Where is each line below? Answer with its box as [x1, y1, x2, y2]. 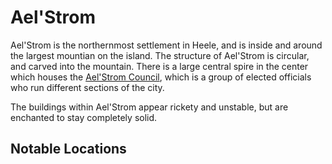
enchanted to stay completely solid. [10, 111, 158, 123]
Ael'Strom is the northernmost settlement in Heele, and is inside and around [10, 39, 323, 51]
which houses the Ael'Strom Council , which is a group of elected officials [10, 71, 312, 83]
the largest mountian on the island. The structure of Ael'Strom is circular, [10, 49, 310, 61]
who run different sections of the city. [10, 81, 165, 93]
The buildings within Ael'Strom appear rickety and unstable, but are [10, 101, 289, 113]
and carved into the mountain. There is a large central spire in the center [10, 60, 309, 72]
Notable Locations [10, 141, 127, 158]
